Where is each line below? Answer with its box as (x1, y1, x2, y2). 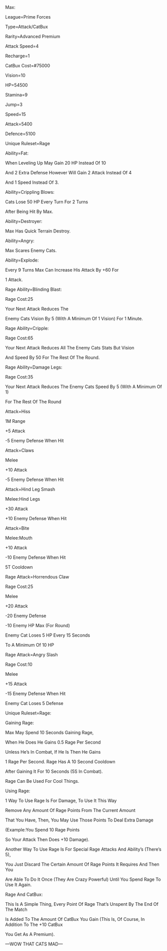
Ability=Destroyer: (5, 218, 42, 224)
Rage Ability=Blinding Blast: (5, 286, 62, 292)
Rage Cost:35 (5, 374, 33, 380)
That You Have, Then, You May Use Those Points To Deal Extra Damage (5, 817, 153, 823)
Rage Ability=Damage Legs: (5, 364, 62, 370)
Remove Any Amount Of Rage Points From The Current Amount (5, 807, 136, 813)
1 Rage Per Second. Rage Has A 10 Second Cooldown (5, 759, 116, 765)
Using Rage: (5, 788, 30, 794)
